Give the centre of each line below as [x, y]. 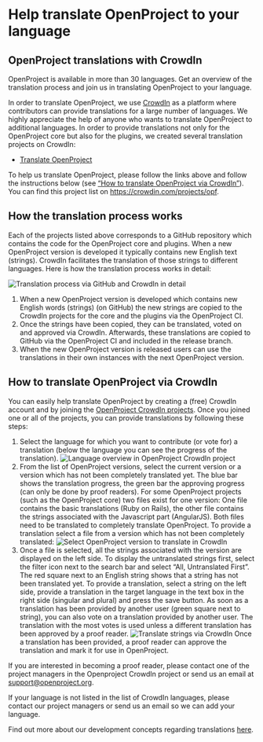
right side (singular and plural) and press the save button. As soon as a [134, 600]
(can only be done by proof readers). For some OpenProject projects [130, 491]
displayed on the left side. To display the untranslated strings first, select [137, 558]
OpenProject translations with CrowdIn [105, 60]
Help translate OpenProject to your [124, 15]
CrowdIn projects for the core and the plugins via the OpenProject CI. [131, 315]
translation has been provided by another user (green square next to [130, 608]
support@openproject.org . [51, 682]
